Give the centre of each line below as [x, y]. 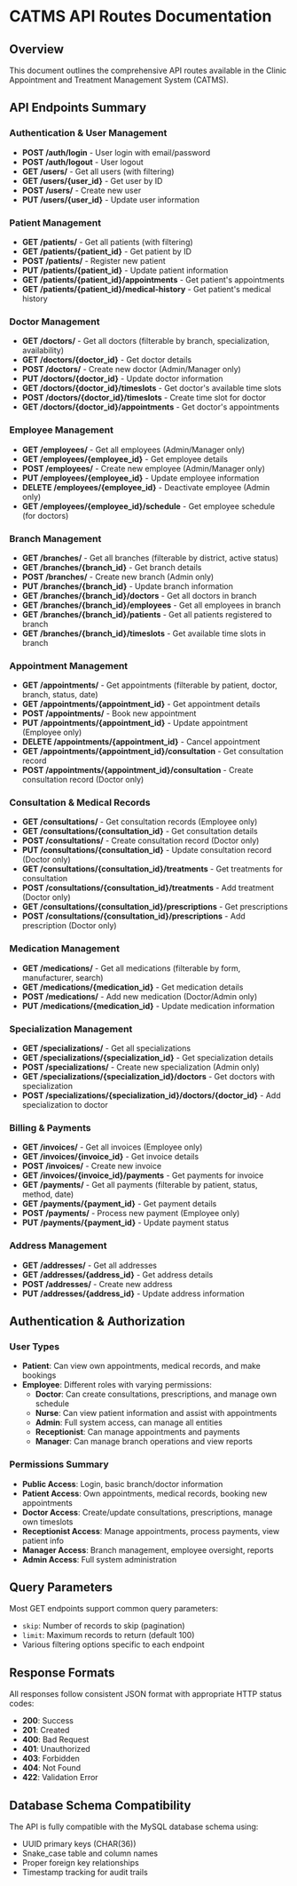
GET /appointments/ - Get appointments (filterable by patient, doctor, [149, 685]
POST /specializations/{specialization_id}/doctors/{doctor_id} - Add [151, 1095]
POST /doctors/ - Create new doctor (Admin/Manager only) [131, 370]
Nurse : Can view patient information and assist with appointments [156, 1413]
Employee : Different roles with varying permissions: [117, 1385]
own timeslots [47, 1522]
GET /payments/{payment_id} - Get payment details [119, 1204]
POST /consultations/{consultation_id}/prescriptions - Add [133, 916]
